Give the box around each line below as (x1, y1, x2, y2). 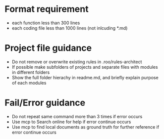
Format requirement (4, 3, 89, 15)
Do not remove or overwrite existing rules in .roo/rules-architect (11, 58, 142, 65)
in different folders (11, 69, 50, 75)
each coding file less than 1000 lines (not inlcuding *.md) (11, 25, 128, 31)
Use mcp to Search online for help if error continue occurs (11, 119, 131, 125)
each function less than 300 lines (11, 20, 80, 26)
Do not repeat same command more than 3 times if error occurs (11, 113, 143, 119)
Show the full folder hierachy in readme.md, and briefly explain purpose (11, 74, 159, 80)
